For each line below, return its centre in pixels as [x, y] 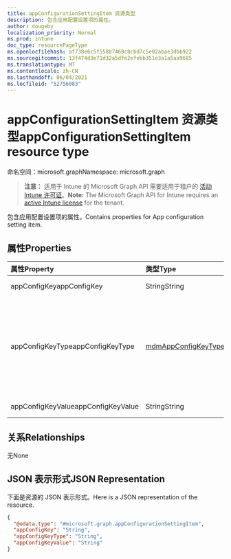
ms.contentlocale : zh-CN [43, 71]
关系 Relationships [46, 438]
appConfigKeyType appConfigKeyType [73, 346]
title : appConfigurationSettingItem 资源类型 [71, 13]
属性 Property [32, 269]
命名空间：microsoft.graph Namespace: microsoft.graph [86, 172]
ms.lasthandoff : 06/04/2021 [47, 77]
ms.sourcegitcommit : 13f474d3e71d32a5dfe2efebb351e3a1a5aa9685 [100, 58]
